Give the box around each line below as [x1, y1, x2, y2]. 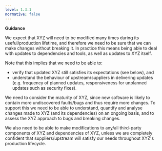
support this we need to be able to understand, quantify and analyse [5, 105, 143, 111]
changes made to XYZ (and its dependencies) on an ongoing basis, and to [5, 110, 155, 116]
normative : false [5, 12, 40, 17]
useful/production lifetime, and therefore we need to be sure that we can [5, 40, 151, 46]
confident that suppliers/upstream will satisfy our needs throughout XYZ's [5, 135, 154, 141]
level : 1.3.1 [5, 7, 32, 12]
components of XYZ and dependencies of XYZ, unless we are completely [5, 130, 153, 136]
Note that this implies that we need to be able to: [5, 60, 102, 66]
